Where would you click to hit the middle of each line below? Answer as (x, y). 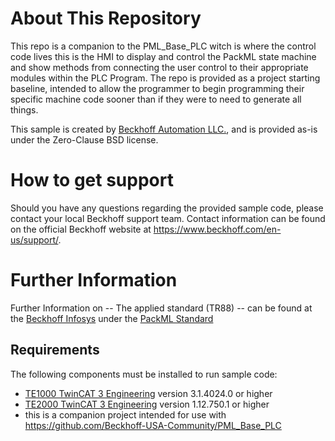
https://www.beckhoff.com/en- (217, 229)
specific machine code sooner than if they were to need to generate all (156, 99)
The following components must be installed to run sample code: (144, 374)
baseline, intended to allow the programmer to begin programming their (157, 88)
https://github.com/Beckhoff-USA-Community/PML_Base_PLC (153, 425)
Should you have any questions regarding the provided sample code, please (167, 208)
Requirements (55, 350)
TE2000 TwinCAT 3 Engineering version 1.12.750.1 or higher (147, 404)
